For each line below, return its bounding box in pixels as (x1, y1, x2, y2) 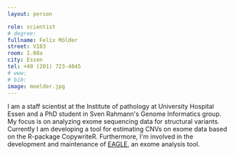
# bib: (7, 76, 27, 83)
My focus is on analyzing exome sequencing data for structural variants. (7, 117, 220, 126)
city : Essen (7, 56, 43, 64)
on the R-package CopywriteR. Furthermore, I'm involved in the (7, 132, 194, 141)
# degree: (7, 30, 37, 37)
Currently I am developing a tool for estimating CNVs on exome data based (7, 125, 228, 134)
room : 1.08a (7, 50, 43, 57)
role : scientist (7, 23, 56, 31)
